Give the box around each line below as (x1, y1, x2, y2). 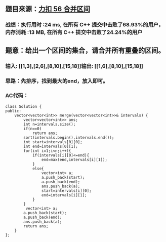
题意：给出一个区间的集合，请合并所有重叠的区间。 (5, 46, 165, 55)
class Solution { (5, 104, 42, 109)
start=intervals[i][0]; (41, 188, 92, 193)
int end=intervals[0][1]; (23, 144, 78, 149)
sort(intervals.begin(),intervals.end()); (23, 135, 114, 140)
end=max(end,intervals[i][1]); (41, 157, 108, 162)
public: (5, 108, 22, 113)
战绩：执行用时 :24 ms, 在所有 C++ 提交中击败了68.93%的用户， (5, 21, 164, 28)
